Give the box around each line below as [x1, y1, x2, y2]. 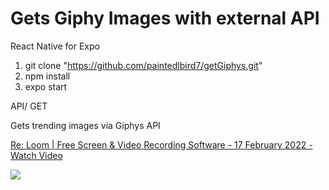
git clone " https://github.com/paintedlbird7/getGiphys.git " [24, 59, 263, 71]
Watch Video [10, 149, 63, 161]
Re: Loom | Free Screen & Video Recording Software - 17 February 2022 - [10, 138, 313, 151]
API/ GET [10, 100, 48, 112]
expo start [24, 80, 68, 92]
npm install [24, 70, 71, 82]
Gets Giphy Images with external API [10, 7, 320, 30]
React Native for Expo [10, 40, 100, 52]
